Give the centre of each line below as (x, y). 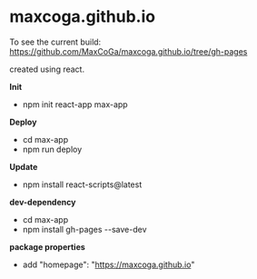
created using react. (47, 69)
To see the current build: (55, 42)
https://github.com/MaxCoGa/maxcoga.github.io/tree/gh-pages (128, 51)
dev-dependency (43, 202)
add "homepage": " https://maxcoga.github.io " (109, 264)
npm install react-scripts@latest (82, 184)
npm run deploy (52, 149)
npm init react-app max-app (75, 104)
